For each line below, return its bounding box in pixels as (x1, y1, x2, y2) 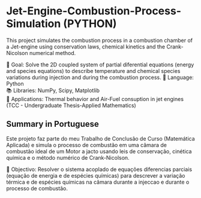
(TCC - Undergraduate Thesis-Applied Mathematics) (6, 102, 136, 109)
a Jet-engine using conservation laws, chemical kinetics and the (6, 43, 166, 50)
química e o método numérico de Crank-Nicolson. (6, 154, 130, 161)
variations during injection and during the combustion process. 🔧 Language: (6, 74, 194, 81)
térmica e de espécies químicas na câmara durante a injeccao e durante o (6, 178, 190, 185)
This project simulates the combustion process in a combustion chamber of (6, 36, 193, 44)
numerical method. (29, 49, 76, 56)
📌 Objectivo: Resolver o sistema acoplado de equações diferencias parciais (6, 166, 193, 173)
